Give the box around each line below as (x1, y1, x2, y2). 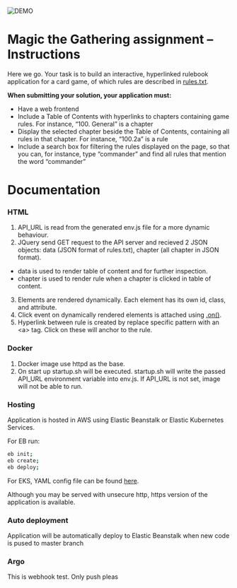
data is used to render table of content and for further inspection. (17, 267, 208, 276)
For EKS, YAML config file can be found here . (7, 476, 139, 485)
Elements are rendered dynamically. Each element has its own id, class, (17, 295, 226, 304)
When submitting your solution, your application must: (7, 90, 172, 99)
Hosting (7, 399, 35, 409)
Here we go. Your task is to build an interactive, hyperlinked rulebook (7, 69, 209, 78)
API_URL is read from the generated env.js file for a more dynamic (17, 223, 210, 232)
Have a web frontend (17, 105, 79, 113)
